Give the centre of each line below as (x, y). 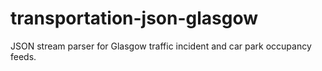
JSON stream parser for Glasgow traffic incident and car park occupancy (161, 46)
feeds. (23, 56)
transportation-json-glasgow (134, 18)
